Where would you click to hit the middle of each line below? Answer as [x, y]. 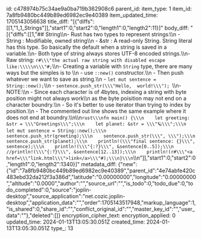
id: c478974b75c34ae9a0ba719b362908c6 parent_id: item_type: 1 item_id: [99, 9]
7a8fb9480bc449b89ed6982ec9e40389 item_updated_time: [82, 15]
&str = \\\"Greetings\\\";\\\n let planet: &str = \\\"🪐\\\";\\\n [96, 124]
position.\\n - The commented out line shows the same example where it [96, 111]
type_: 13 [62, 228]
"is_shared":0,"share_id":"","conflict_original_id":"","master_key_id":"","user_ [101, 209]
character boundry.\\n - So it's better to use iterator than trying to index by [99, 105]
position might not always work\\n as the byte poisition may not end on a [96, 98]
